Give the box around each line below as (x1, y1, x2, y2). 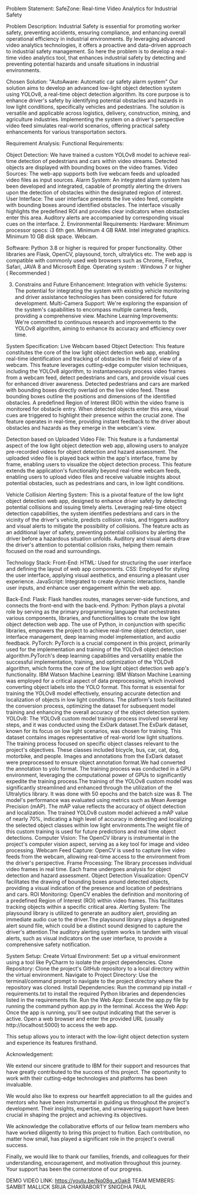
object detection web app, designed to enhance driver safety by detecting (6, 498, 187, 504)
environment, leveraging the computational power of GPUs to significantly (6, 771, 186, 778)
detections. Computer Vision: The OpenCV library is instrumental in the (6, 834, 179, 841)
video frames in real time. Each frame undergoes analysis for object (6, 866, 171, 872)
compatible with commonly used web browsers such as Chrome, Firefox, (6, 257, 184, 264)
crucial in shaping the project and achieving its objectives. (6, 1111, 148, 1118)
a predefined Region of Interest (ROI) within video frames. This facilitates (6, 897, 184, 904)
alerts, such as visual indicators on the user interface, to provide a (6, 935, 167, 941)
